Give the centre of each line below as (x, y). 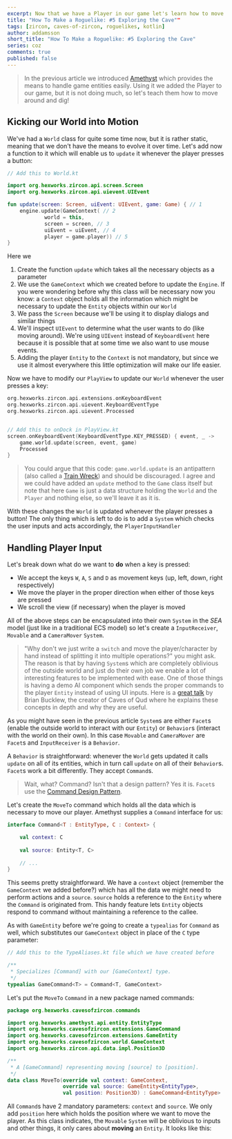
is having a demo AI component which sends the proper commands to (124, 685)
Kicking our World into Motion (73, 122)
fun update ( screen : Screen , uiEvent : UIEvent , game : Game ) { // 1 (105, 204)
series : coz (24, 46)
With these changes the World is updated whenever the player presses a (110, 511)
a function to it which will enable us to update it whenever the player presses (116, 153)
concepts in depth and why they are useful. (86, 707)
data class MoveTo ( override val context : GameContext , (88, 1080)
